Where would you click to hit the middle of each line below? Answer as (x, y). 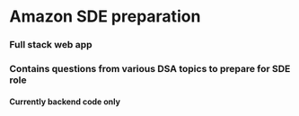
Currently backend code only (65, 102)
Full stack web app (51, 45)
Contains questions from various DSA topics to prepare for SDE (150, 69)
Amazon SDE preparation (105, 17)
